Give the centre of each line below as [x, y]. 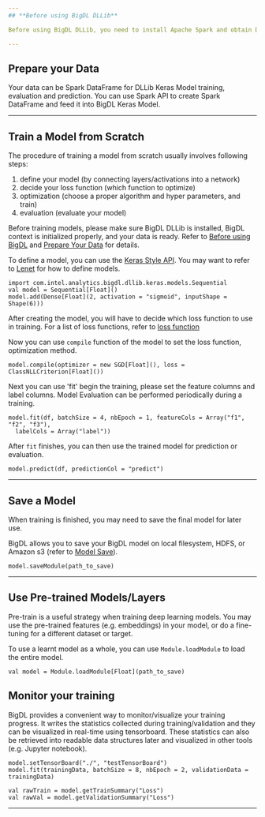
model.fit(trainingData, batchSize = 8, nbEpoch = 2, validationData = [128, 770]
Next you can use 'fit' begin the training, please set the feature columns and [132, 387]
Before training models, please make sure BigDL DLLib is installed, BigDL [127, 228]
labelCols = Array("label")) [63, 432]
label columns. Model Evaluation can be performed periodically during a [125, 395]
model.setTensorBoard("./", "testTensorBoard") [88, 763]
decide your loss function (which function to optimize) [107, 188]
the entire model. [36, 657]
